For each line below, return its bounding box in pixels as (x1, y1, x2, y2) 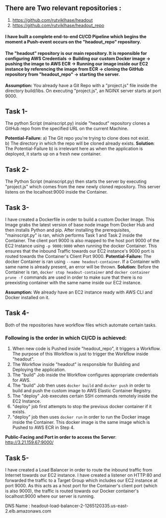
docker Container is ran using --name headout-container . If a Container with (5, 259, 160, 264)
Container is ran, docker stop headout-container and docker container (5, 269, 150, 275)
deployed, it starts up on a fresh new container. (5, 151, 102, 157)
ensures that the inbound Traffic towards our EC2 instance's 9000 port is (5, 248, 155, 254)
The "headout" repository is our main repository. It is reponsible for (5, 51, 147, 56)
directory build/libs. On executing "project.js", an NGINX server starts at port (5, 88, 161, 94)
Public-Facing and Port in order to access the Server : (5, 434, 116, 440)
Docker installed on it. (5, 295, 50, 301)
